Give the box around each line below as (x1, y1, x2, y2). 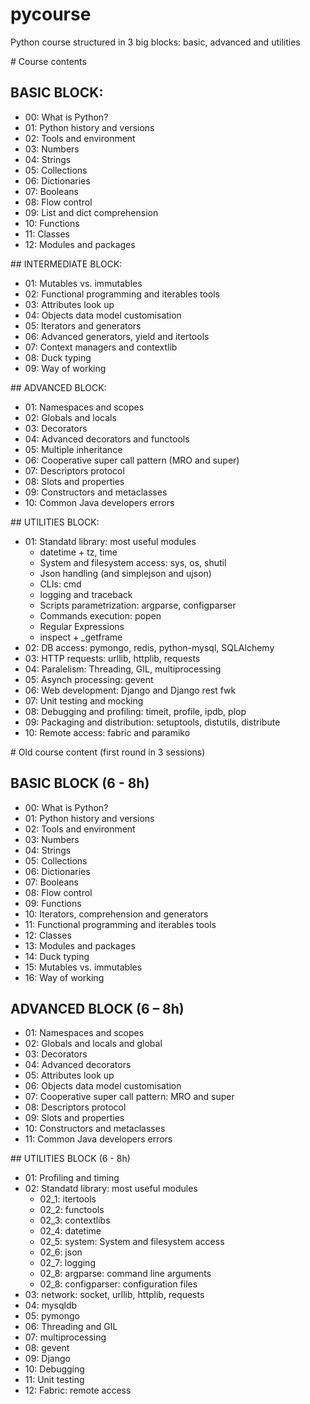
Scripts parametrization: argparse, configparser (39, 599, 237, 611)
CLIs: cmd (39, 578, 82, 590)
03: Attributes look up (24, 298, 115, 310)
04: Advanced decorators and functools (24, 433, 190, 445)
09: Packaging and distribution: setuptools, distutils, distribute (24, 716, 281, 728)
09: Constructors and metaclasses (24, 486, 168, 498)
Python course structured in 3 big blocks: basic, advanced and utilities (10, 36, 301, 48)
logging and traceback (39, 588, 133, 600)
